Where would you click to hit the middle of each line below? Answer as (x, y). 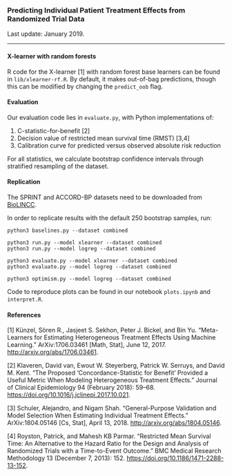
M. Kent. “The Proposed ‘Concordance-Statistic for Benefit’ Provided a (108, 373)
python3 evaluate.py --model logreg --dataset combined (89, 267)
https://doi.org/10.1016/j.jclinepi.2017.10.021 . (69, 395)
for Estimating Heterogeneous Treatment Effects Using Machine (125, 337)
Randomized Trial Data (46, 19)
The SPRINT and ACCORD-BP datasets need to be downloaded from (105, 197)
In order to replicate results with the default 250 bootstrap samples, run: (109, 218)
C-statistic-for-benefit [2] (54, 130)
